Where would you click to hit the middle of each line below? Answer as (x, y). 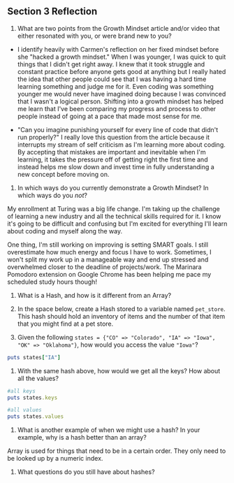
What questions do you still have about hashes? (86, 472)
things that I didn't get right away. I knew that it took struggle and (111, 64)
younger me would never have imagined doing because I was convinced (122, 94)
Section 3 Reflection (52, 12)
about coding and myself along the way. (65, 231)
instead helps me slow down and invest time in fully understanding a (116, 166)
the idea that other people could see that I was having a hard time (112, 79)
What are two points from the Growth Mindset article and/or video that (118, 28)
